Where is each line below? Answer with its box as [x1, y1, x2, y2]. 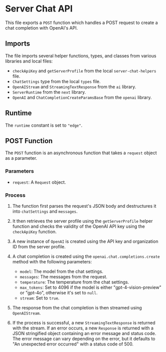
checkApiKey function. [12, 228, 57, 234]
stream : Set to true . [19, 295, 60, 301]
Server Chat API [5, 3, 73, 15]
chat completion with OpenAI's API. [5, 25, 78, 31]
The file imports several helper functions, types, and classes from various [5, 53, 157, 59]
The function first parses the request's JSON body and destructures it [12, 203, 157, 209]
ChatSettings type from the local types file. [12, 78, 101, 84]
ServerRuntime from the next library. [12, 89, 86, 95]
